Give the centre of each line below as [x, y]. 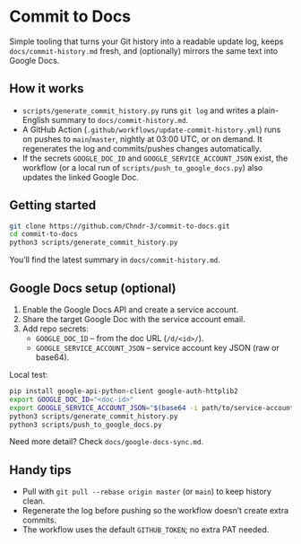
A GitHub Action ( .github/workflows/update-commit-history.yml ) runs [151, 129]
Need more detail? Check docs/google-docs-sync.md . [107, 442]
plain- [268, 110]
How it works [47, 88]
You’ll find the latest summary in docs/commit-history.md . [115, 260]
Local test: [29, 375]
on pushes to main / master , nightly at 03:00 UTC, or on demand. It [142, 139]
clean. [34, 501]
